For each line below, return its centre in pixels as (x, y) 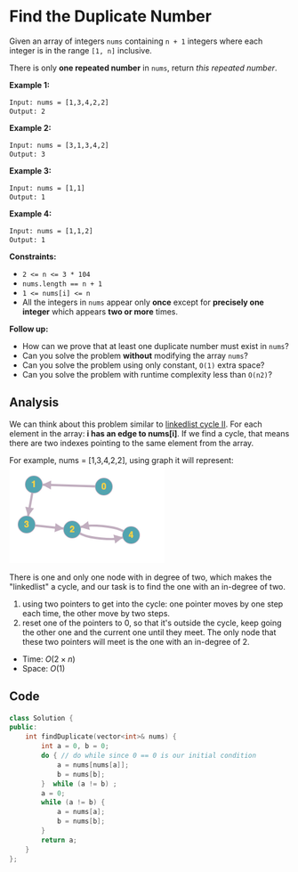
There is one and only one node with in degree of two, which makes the (141, 577)
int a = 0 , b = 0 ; (75, 746)
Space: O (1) (44, 668)
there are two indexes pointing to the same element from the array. (132, 443)
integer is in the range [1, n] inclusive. (81, 50)
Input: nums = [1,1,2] (51, 231)
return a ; (59, 840)
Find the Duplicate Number (110, 16)
